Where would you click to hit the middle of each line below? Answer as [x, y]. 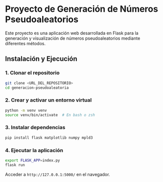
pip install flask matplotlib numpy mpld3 [49, 138]
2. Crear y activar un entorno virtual [48, 100]
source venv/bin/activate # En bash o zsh [50, 115]
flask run [15, 165]
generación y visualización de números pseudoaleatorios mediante [73, 38]
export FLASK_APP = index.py [33, 160]
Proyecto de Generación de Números [81, 9]
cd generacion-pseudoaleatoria [37, 88]
